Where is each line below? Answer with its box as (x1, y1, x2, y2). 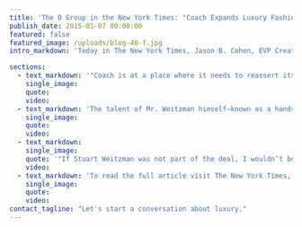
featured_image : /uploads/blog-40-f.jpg (9, 38, 164, 48)
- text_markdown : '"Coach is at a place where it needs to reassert (17, 71, 280, 81)
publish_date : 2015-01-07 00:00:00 (9, 22, 143, 31)
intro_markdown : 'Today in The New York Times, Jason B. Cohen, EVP (9, 47, 271, 56)
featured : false (9, 30, 70, 39)
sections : (9, 63, 47, 72)
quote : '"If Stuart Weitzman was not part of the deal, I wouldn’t (25, 154, 283, 163)
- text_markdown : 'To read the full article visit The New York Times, (17, 171, 292, 180)
